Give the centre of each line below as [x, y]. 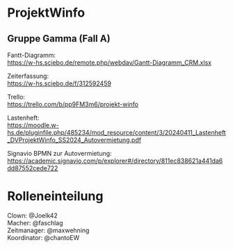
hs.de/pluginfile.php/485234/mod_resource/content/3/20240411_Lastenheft [116, 132]
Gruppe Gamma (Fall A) [59, 39]
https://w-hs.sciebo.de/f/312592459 [59, 83]
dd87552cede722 [33, 168]
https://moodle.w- [33, 125]
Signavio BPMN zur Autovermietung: [60, 153]
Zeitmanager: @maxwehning [48, 230]
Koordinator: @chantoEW [43, 237]
